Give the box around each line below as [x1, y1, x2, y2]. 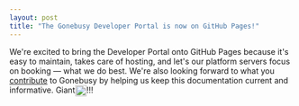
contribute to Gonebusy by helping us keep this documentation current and [9, 75, 289, 85]
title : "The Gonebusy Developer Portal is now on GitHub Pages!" [9, 22, 259, 31]
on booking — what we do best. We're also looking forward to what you [9, 65, 275, 76]
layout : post [9, 13, 59, 22]
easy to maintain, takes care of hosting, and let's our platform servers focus [9, 56, 291, 66]
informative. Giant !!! [9, 84, 94, 95]
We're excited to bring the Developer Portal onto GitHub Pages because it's [9, 46, 290, 57]
